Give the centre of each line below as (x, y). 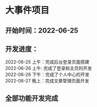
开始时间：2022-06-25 (42, 30)
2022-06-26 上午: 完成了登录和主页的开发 (48, 68)
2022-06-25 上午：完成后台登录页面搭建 (47, 62)
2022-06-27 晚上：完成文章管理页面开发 (47, 81)
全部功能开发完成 (32, 98)
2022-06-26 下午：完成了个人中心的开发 (47, 75)
